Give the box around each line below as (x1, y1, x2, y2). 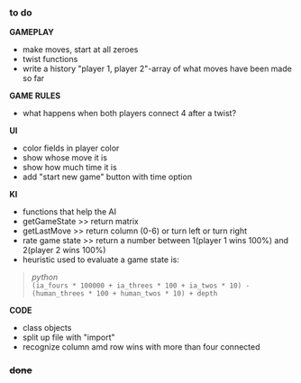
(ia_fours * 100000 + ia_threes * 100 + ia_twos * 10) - (31, 281, 251, 290)
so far (22, 73, 45, 84)
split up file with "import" (22, 332, 115, 343)
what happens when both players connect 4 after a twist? (22, 108, 237, 119)
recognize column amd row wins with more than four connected (22, 342, 260, 352)
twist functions (22, 54, 78, 65)
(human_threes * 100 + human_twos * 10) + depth (31, 289, 218, 298)
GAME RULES (9, 90, 61, 101)
